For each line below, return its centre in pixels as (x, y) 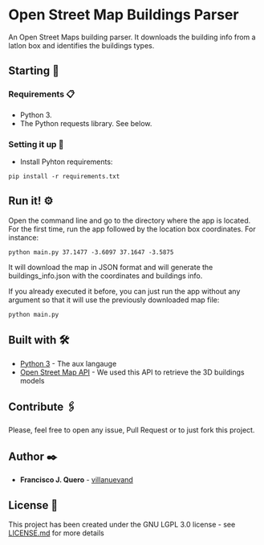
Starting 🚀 (34, 71)
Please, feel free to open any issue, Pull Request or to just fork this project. (132, 430)
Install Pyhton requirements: (66, 162)
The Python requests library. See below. (86, 123)
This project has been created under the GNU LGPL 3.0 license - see (122, 524)
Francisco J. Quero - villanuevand (77, 480)
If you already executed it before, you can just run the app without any (124, 291)
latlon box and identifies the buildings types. (81, 45)
